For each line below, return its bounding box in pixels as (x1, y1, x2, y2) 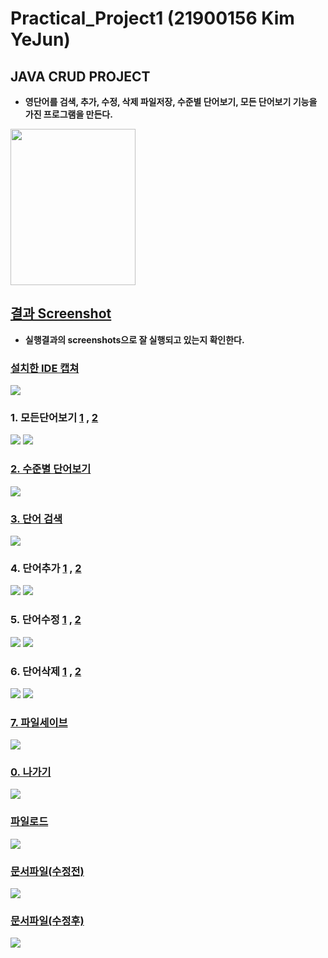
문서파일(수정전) (10, 864, 85, 878)
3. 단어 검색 (10, 512, 63, 526)
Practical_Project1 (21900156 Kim (10, 7, 295, 30)
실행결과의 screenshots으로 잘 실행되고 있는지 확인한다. (24, 333, 245, 346)
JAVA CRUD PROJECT (10, 68, 151, 85)
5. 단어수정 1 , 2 (10, 613, 82, 627)
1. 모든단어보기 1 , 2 (10, 411, 99, 425)
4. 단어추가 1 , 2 (10, 561, 82, 575)
